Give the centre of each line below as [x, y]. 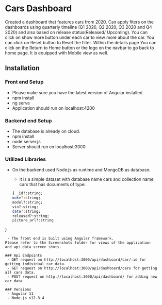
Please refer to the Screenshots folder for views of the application [78, 243]
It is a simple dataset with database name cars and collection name [86, 179]
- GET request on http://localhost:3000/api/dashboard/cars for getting [82, 268]
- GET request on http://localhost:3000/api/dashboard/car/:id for [77, 260]
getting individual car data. [36, 264]
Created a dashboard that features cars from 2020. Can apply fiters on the [80, 22]
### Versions [18, 289]
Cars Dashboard [38, 8]
